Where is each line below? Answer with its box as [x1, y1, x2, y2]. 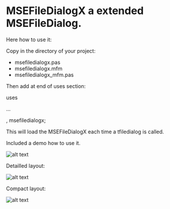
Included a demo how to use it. [6, 139, 81, 146]
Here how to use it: [6, 36, 52, 43]
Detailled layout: [6, 162, 45, 169]
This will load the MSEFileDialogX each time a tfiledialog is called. [6, 128, 164, 135]
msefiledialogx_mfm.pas [14, 71, 74, 78]
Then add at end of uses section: [6, 82, 86, 89]
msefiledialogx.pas [14, 59, 60, 66]
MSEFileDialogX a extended [6, 4, 144, 18]
